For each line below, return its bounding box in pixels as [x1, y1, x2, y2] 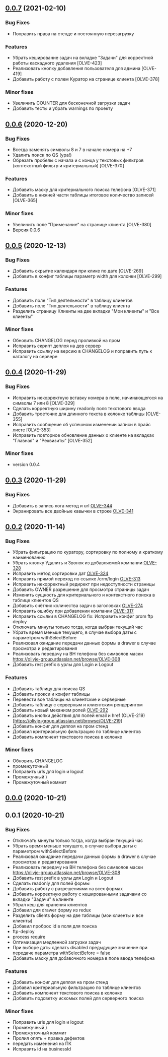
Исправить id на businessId [12, 1046, 71, 1052]
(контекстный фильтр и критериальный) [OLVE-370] [12, 162, 124, 168]
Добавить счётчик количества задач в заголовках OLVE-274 [12, 603, 143, 609]
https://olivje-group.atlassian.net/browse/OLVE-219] [14, 717, 122, 723]
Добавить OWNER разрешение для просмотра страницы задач [12, 586, 149, 592]
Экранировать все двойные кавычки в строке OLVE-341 [12, 508, 134, 514]
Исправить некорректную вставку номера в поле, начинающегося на [12, 394, 163, 401]
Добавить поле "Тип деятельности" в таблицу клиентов [12, 297, 133, 303]
